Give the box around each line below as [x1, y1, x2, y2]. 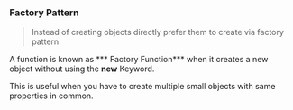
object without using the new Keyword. [9, 63, 155, 74]
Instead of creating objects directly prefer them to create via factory [31, 27, 284, 38]
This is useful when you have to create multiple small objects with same [9, 81, 276, 92]
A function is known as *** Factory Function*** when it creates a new [9, 54, 269, 65]
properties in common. [9, 90, 94, 101]
